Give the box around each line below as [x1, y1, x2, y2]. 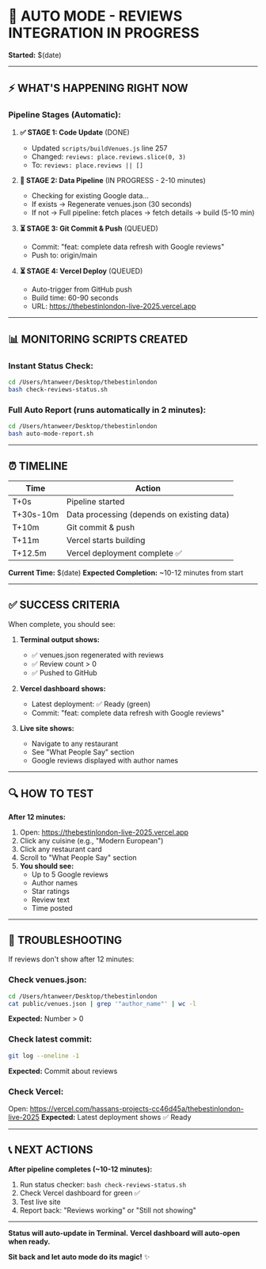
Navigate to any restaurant [31, 739, 119, 748]
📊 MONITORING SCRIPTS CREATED [8, 333, 188, 346]
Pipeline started [66, 495, 125, 506]
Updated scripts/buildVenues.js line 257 [31, 143, 168, 153]
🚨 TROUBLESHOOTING [8, 933, 123, 946]
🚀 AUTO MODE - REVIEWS [8, 7, 183, 25]
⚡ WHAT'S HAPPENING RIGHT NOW [8, 82, 188, 95]
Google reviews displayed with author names [31, 755, 179, 765]
